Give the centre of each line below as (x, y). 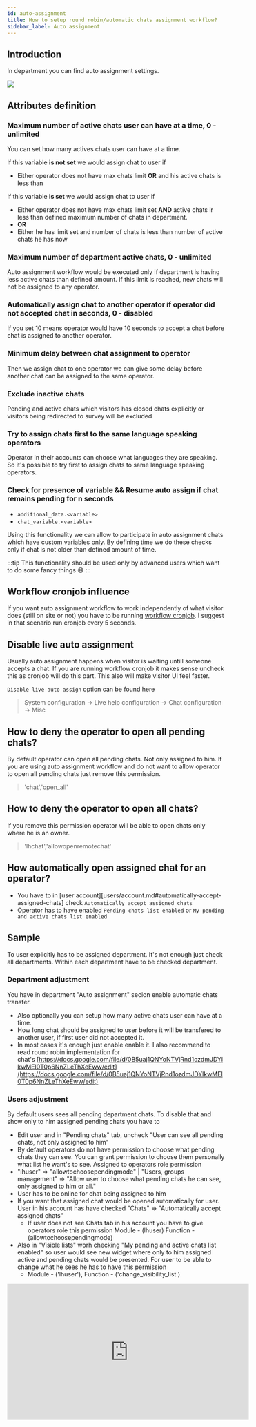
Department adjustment (48, 980)
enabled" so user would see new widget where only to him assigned (114, 1252)
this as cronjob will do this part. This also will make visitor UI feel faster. (109, 676)
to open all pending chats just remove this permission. (84, 774)
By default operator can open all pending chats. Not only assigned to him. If (115, 759)
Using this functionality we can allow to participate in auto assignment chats (115, 534)
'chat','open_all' (46, 787)
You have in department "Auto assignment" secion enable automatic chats (113, 994)
